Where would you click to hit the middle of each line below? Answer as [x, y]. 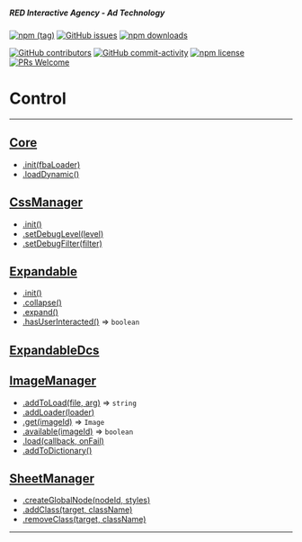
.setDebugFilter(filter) [62, 243]
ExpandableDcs [54, 350]
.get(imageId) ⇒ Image [63, 421]
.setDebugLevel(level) [63, 233]
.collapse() [42, 303]
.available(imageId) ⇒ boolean [78, 431]
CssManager [46, 203]
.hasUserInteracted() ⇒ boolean [81, 322]
